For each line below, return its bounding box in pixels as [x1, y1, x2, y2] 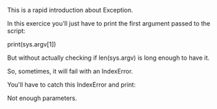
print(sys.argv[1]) [7, 40, 57, 48]
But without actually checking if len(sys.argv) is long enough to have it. [7, 53, 210, 62]
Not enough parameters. [7, 94, 78, 102]
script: [7, 27, 26, 35]
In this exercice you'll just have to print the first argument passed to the [7, 19, 211, 27]
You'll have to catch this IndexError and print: [7, 81, 137, 89]
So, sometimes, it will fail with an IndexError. [7, 67, 133, 75]
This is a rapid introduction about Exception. [7, 6, 134, 14]
